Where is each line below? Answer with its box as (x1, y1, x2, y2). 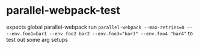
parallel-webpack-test (6, 4, 120, 17)
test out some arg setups (6, 36, 68, 43)
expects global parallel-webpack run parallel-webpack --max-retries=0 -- (6, 23, 193, 30)
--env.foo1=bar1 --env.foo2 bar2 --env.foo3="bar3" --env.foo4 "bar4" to (6, 29, 194, 36)
